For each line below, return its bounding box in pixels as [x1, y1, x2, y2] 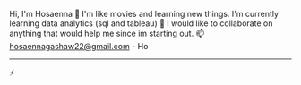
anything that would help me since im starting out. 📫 [9, 28, 204, 38]
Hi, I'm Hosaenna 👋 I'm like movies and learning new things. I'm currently [9, 9, 279, 19]
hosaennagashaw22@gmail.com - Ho [9, 41, 149, 51]
